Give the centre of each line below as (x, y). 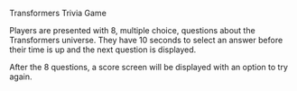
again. (21, 77)
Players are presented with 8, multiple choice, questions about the (132, 30)
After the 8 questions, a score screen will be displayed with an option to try (149, 67)
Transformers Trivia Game (58, 13)
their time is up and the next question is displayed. (103, 50)
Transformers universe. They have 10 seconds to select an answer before (146, 40)
